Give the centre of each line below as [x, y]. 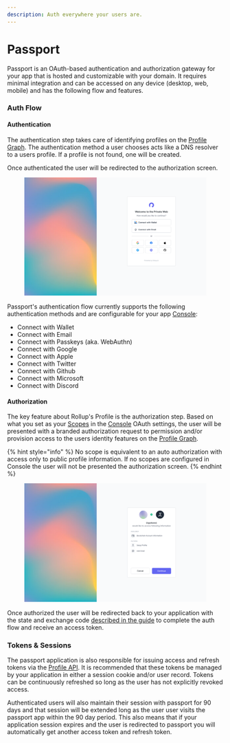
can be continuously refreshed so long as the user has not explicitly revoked [115, 682]
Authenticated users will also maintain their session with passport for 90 [109, 702]
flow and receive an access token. [56, 627]
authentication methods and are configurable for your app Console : [102, 314]
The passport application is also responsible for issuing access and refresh [113, 660]
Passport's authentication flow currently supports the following [96, 307]
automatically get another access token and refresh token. [90, 731]
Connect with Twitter [47, 364]
